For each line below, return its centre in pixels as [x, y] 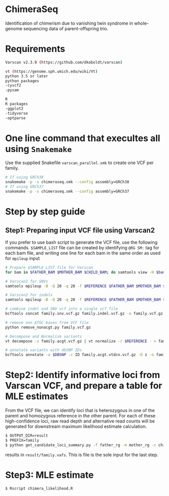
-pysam [12, 90]
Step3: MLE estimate [50, 475]
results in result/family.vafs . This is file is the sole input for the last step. [82, 455]
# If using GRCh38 [24, 177]
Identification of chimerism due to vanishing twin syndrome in [69, 23]
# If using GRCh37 [24, 187]
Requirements [35, 49]
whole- [142, 23]
